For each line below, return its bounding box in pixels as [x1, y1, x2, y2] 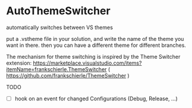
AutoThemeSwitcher [6, 4, 111, 18]
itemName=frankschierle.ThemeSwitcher [6, 65, 107, 72]
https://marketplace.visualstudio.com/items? [33, 59, 142, 66]
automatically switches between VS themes [6, 24, 113, 31]
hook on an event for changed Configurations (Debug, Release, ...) [14, 95, 178, 102]
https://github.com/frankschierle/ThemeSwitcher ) [6, 72, 130, 79]
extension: [6, 59, 32, 66]
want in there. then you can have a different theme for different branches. [6, 42, 186, 49]
